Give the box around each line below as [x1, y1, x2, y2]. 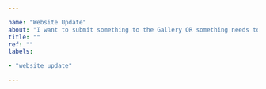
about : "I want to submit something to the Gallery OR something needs [8, 25, 249, 34]
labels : [8, 48, 34, 56]
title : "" [8, 33, 41, 41]
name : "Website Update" [8, 18, 87, 26]
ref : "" [8, 40, 34, 48]
